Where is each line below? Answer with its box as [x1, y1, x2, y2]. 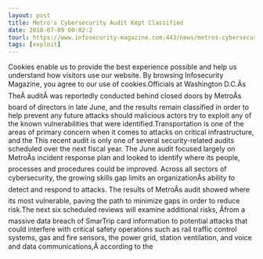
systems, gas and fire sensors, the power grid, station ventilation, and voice [8, 233, 252, 243]
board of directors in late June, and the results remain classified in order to [8, 103, 249, 112]
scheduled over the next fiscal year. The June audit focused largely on [8, 144, 236, 154]
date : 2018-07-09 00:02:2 [8, 26, 92, 34]
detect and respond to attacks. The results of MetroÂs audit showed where [8, 185, 250, 195]
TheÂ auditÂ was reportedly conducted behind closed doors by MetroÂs [8, 91, 242, 100]
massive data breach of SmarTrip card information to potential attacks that [8, 217, 248, 226]
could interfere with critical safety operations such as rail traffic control [8, 224, 237, 234]
